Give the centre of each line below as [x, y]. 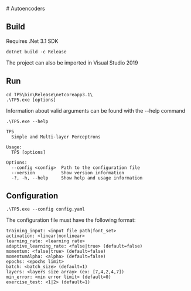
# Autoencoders [25, 9]
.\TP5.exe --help [27, 121]
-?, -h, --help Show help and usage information [77, 178]
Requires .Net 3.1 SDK [32, 41]
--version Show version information [68, 172]
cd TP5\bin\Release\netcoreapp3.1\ [50, 94]
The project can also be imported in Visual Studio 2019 [72, 62]
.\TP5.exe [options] [31, 100]
